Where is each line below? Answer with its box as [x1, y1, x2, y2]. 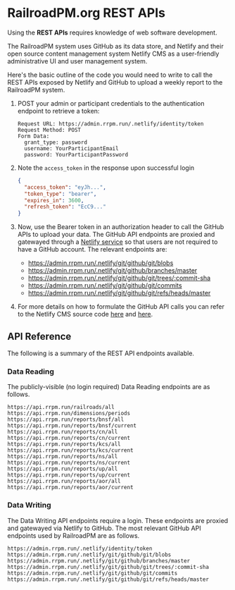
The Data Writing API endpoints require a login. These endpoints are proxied [7, 516, 229, 524]
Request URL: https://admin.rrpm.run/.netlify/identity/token [17, 120, 204, 128]
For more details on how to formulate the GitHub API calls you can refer [17, 302, 225, 311]
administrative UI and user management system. [7, 56, 148, 65]
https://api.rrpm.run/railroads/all [7, 404, 115, 411]
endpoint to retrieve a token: [17, 106, 100, 115]
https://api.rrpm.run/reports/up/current [7, 472, 131, 479]
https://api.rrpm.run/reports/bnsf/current [7, 422, 137, 429]
